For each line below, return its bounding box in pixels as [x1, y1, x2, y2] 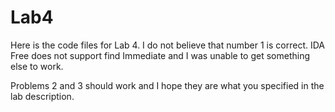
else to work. [10, 60, 64, 72]
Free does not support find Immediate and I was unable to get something [10, 49, 310, 61]
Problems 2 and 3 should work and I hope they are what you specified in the [10, 79, 325, 91]
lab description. [10, 90, 75, 102]
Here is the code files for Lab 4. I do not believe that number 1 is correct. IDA [10, 39, 326, 51]
